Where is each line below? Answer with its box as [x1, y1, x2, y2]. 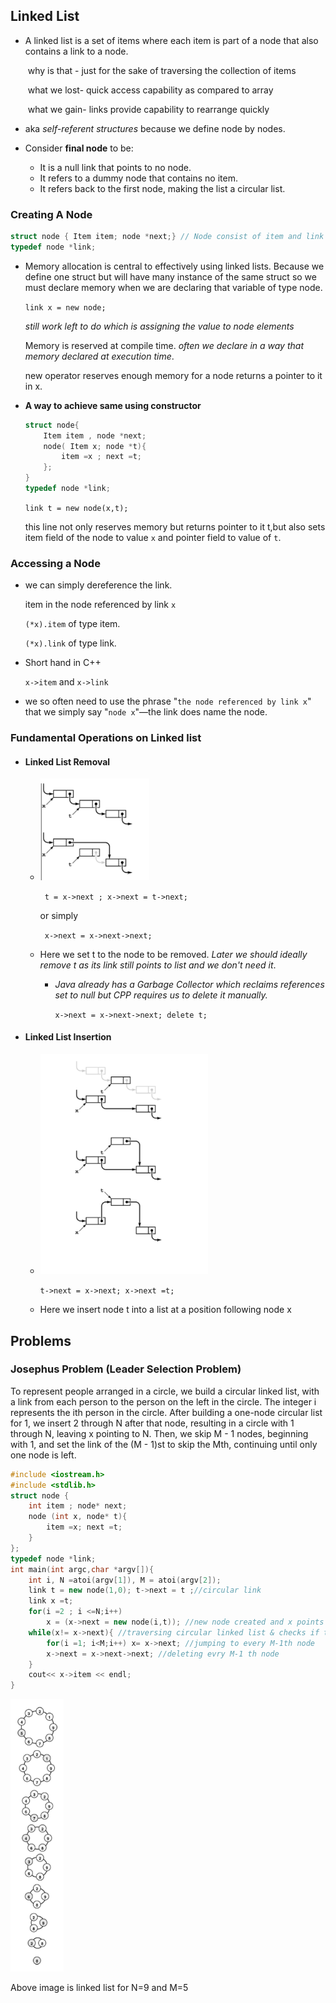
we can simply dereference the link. [24, 579, 173, 591]
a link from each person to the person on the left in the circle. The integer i [10, 1395, 317, 1408]
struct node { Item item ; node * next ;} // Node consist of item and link [10, 232, 325, 242]
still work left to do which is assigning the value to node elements [24, 320, 295, 332]
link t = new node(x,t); [24, 503, 129, 513]
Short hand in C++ [24, 657, 102, 669]
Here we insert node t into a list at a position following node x [39, 1304, 292, 1316]
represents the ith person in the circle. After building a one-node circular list [10, 1406, 323, 1418]
